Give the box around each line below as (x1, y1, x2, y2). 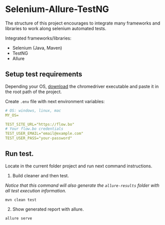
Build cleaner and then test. (12, 172, 69, 178)
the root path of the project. (5, 89, 62, 95)
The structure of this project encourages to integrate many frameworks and (5, 20, 161, 26)
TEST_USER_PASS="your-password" (5, 136, 72, 141)
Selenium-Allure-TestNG (5, 4, 109, 15)
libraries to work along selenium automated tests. (5, 25, 107, 31)
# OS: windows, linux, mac (5, 108, 61, 113)
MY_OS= (5, 113, 19, 118)
